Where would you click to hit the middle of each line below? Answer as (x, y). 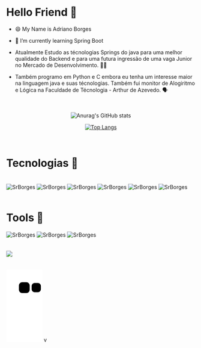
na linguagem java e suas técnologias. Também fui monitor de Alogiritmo (105, 83)
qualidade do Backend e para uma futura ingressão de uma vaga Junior (103, 58)
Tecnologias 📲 (42, 163)
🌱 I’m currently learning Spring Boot (59, 40)
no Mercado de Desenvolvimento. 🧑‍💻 (61, 65)
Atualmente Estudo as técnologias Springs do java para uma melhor (99, 52)
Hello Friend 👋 (42, 12)
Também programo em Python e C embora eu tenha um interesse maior (104, 76)
